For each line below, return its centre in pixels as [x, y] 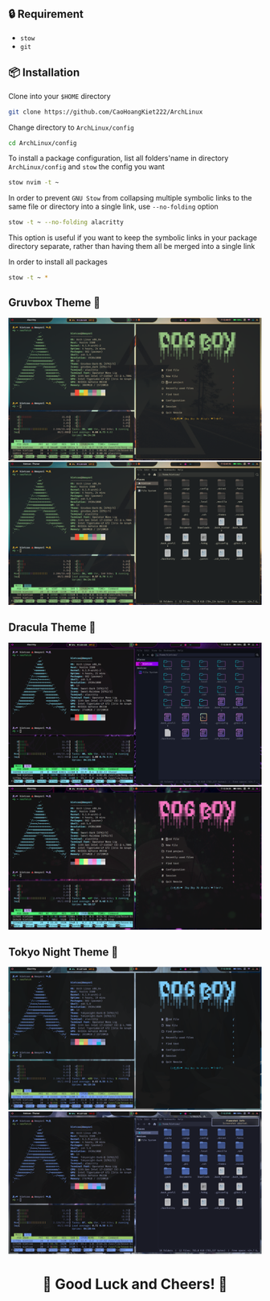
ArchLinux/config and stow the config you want [86, 167]
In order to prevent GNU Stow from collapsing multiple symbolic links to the [130, 198]
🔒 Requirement [46, 14]
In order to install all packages [58, 262]
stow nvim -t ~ [34, 183]
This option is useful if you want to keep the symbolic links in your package [133, 238]
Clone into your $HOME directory [59, 96]
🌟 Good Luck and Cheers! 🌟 [135, 1284]
